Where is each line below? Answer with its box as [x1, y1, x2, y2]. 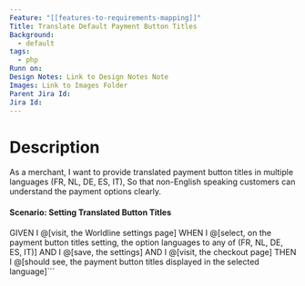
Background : [9, 30, 55, 39]
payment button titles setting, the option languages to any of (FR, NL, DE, [9, 237, 284, 248]
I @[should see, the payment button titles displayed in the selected [9, 256, 259, 267]
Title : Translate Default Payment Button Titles [9, 22, 198, 31]
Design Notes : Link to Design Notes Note [9, 73, 169, 82]
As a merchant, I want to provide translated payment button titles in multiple [9, 167, 294, 178]
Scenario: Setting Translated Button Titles [9, 206, 171, 218]
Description [9, 137, 100, 157]
